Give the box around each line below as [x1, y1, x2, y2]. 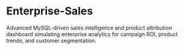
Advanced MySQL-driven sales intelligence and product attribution [6, 24, 173, 31]
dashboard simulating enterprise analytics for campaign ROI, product [6, 30, 178, 37]
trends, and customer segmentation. [6, 37, 97, 44]
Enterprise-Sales [6, 4, 94, 18]
